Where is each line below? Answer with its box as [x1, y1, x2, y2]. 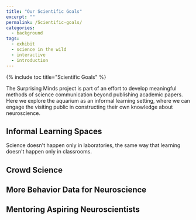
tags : [6, 36, 19, 41]
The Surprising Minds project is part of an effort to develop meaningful [6, 85, 177, 92]
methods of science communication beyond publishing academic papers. [6, 91, 183, 98]
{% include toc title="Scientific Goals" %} [6, 74, 106, 81]
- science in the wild [11, 47, 67, 53]
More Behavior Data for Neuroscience [6, 185, 147, 195]
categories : [6, 25, 35, 31]
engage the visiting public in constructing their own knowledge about [6, 103, 173, 110]
